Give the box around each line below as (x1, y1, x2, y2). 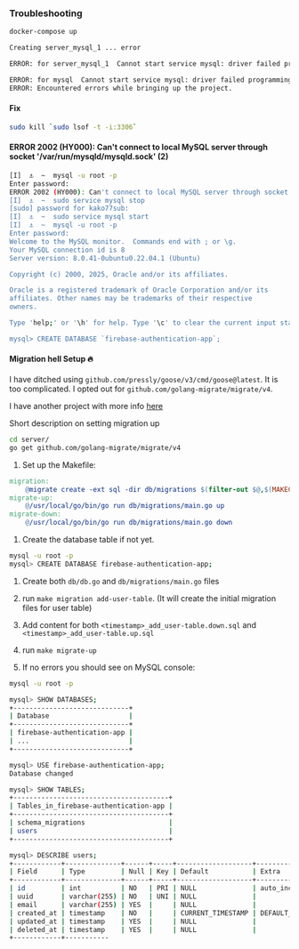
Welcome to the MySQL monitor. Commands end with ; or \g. (9, 237, 238, 246)
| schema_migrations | (9, 818, 174, 827)
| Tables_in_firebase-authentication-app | (9, 801, 174, 811)
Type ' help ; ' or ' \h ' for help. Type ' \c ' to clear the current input (9, 318, 277, 327)
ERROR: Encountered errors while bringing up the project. (9, 84, 233, 92)
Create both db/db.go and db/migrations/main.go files (21, 575, 220, 586)
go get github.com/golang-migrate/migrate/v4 (9, 443, 181, 452)
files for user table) (21, 602, 93, 613)
